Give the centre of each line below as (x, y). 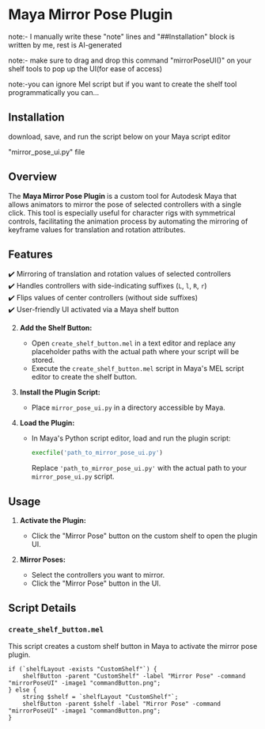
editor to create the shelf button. (84, 377)
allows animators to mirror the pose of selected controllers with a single (125, 204)
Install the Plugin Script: (60, 392)
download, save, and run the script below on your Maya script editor (119, 136)
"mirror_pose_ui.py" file (47, 151)
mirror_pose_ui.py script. (73, 476)
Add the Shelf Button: (56, 328)
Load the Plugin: (47, 423)
